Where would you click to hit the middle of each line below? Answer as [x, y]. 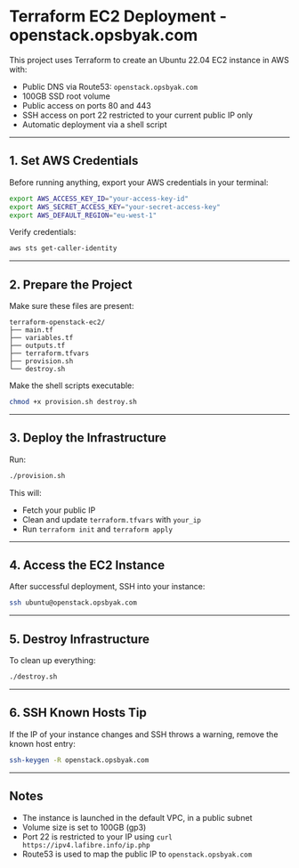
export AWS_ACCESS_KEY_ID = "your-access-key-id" [99, 199]
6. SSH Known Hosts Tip [78, 713]
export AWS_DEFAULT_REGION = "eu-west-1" [83, 215]
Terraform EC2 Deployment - [118, 16]
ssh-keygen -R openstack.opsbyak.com [79, 760]
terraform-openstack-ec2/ [57, 322]
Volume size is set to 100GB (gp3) [84, 827]
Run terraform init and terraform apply [97, 529]
